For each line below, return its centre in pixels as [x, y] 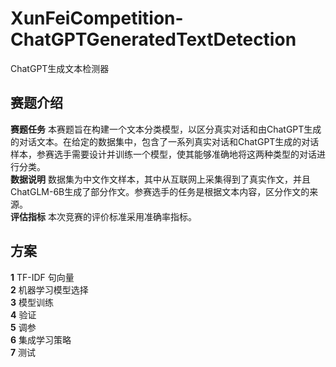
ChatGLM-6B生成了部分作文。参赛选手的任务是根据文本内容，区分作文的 [160, 191]
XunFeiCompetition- [97, 18]
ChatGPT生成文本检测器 [60, 68]
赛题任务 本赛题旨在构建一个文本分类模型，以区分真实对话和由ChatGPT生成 [166, 129]
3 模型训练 [32, 302]
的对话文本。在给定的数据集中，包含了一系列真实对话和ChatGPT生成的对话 [165, 141]
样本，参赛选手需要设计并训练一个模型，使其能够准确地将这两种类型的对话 [163, 154]
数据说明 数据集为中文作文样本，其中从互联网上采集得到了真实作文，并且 [160, 179]
